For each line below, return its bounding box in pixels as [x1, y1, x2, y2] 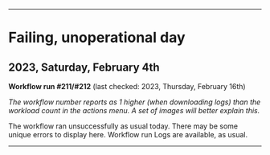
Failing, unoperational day [8, 29, 186, 47]
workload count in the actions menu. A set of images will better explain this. [8, 106, 260, 115]
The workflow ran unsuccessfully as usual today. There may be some [8, 121, 239, 131]
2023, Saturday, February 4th [8, 60, 160, 74]
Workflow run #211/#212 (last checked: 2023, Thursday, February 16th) [8, 82, 247, 91]
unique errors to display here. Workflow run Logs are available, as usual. [8, 130, 247, 139]
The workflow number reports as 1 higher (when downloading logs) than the [8, 97, 261, 107]
